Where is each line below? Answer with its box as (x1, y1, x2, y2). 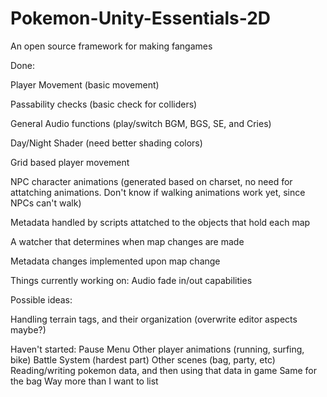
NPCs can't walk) (10, 197, 82, 209)
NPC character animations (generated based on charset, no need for (10, 175, 293, 187)
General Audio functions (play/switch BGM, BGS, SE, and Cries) (10, 117, 272, 129)
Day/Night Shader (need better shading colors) (10, 137, 203, 149)
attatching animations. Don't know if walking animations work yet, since (10, 186, 306, 198)
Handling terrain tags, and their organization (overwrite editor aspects (10, 313, 298, 325)
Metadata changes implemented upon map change (10, 255, 221, 267)
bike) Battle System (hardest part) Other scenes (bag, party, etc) (10, 353, 276, 366)
